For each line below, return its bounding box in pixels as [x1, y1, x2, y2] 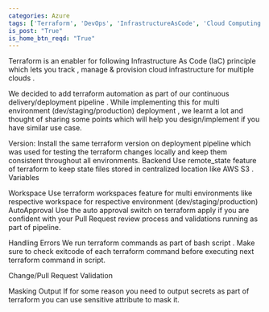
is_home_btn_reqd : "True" [8, 34, 95, 43]
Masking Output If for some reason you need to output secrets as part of [8, 286, 250, 296]
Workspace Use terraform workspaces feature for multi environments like [8, 188, 253, 198]
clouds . [8, 73, 35, 83]
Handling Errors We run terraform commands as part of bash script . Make [8, 238, 255, 248]
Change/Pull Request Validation [8, 271, 113, 281]
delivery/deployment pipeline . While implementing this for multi [8, 97, 220, 107]
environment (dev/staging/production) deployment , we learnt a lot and [8, 106, 244, 116]
